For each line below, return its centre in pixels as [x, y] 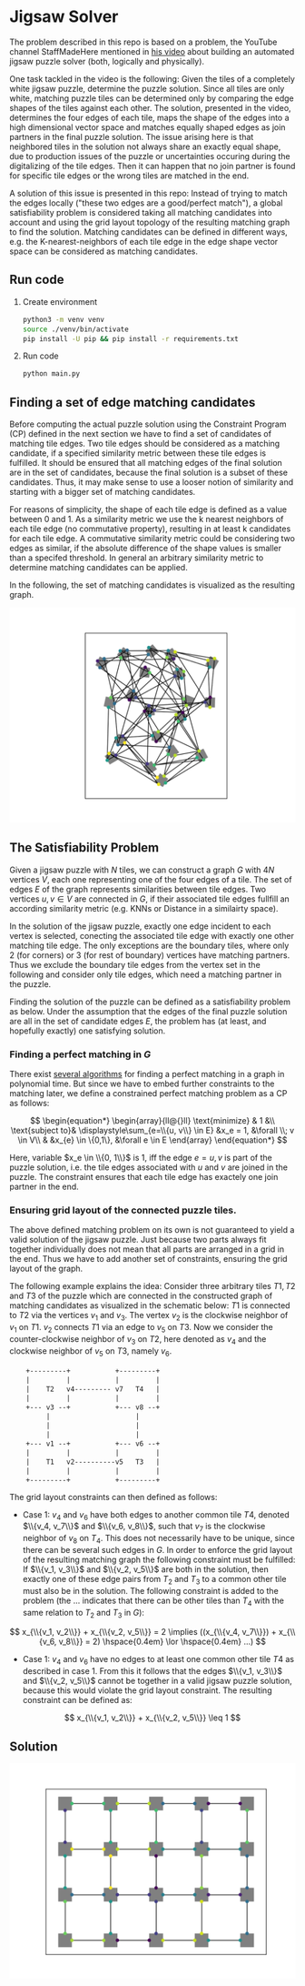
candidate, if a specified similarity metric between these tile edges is [138, 453]
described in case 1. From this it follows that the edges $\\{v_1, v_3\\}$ [152, 1671]
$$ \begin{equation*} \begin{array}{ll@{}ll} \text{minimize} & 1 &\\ [152, 1121]
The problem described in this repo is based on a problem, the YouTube [143, 42]
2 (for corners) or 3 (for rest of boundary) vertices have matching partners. [150, 955]
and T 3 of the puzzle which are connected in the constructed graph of [141, 1296]
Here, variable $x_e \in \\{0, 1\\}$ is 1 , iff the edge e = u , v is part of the [141, 1158]
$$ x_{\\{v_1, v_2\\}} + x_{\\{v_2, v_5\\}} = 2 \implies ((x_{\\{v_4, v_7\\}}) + [143, 1632]
